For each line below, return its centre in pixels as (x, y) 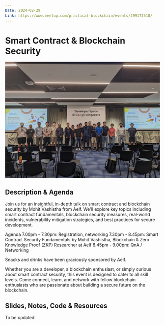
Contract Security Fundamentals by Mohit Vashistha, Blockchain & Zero (77, 240)
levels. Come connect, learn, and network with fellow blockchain (70, 280)
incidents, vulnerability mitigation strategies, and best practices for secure (80, 220)
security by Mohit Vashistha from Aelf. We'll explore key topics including (78, 209)
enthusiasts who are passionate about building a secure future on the (75, 285)
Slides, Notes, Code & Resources (56, 306)
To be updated (20, 318)
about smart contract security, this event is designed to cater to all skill (77, 275)
